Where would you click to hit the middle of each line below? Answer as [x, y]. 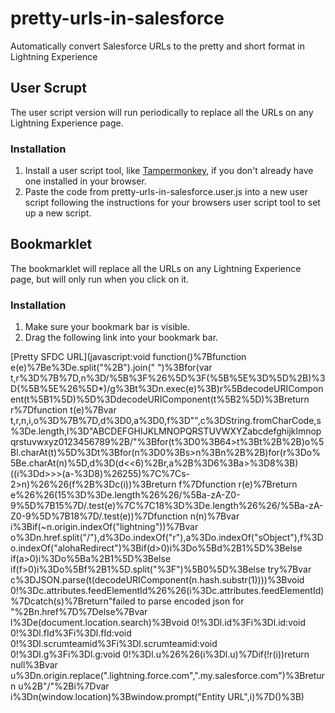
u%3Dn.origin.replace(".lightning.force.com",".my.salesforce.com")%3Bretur [167, 676]
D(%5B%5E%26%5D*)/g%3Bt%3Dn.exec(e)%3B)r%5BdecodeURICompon [167, 389]
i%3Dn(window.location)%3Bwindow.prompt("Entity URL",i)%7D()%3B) [157, 697]
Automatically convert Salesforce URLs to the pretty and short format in [157, 46]
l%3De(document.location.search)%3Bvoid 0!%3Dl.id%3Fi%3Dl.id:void [158, 623]
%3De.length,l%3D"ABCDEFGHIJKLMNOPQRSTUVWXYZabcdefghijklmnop [166, 431]
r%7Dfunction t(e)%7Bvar [63, 410]
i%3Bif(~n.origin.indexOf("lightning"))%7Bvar [104, 527]
